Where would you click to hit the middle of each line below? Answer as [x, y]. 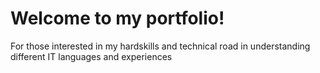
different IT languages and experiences [91, 56]
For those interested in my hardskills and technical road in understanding [160, 46]
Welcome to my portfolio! [117, 18]
